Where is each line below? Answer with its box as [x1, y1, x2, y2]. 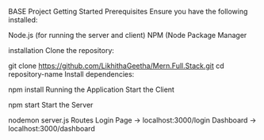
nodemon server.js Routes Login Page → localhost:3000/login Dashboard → [8, 115, 257, 125]
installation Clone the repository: [8, 46, 115, 55]
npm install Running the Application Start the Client [8, 85, 174, 94]
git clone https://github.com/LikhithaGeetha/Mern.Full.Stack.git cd [8, 61, 224, 70]
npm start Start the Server [8, 100, 94, 109]
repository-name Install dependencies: [8, 70, 135, 78]
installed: [8, 15, 38, 25]
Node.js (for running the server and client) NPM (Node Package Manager [8, 31, 247, 40]
